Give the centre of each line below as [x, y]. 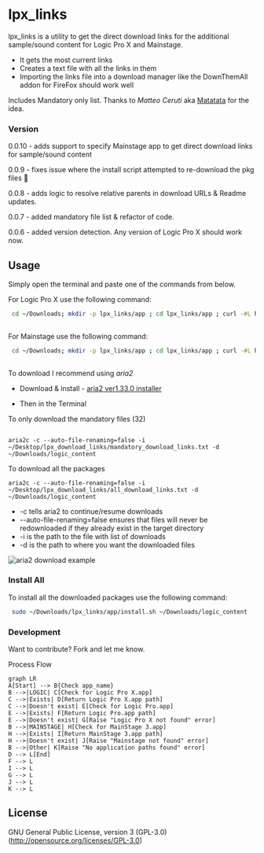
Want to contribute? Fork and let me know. [77, 649]
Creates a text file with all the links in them [88, 68]
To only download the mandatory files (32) [77, 419]
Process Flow [30, 665]
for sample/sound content [50, 154]
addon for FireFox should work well [77, 85]
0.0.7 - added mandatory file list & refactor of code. [91, 217]
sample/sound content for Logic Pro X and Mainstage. [95, 44]
